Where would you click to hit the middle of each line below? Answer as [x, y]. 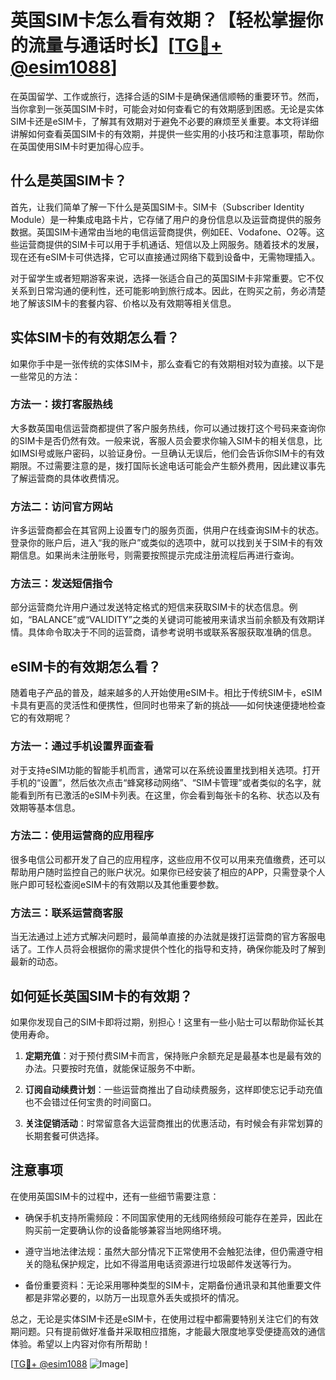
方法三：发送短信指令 [61, 584]
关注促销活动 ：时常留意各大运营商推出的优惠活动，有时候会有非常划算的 [173, 1123]
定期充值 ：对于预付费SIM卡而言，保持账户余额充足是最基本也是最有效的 [173, 1055]
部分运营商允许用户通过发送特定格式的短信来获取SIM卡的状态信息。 [150, 607]
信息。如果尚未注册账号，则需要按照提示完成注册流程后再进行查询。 [159, 555]
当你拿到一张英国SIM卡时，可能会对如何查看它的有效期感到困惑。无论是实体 [167, 108]
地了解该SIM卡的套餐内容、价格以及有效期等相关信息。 [123, 303]
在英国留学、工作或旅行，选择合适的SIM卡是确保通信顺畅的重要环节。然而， [167, 96]
